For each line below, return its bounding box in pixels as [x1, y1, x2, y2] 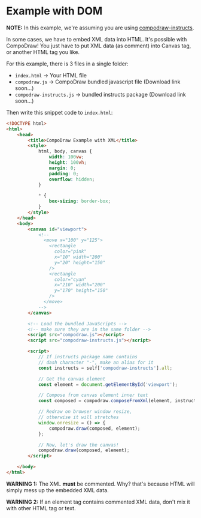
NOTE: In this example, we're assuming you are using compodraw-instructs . [6, 24, 194, 31]
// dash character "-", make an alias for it [38, 359, 154, 366]
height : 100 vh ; [48, 160, 87, 166]
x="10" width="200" [54, 254, 103, 261]
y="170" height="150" [54, 288, 109, 294]
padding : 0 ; [48, 170, 79, 176]
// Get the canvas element [38, 376, 106, 382]
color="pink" [54, 248, 87, 254]
